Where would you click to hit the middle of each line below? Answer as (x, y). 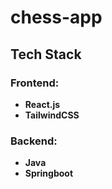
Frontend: (35, 83)
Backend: (34, 141)
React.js (42, 104)
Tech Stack (46, 54)
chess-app (56, 17)
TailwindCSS (52, 115)
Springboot (49, 173)
